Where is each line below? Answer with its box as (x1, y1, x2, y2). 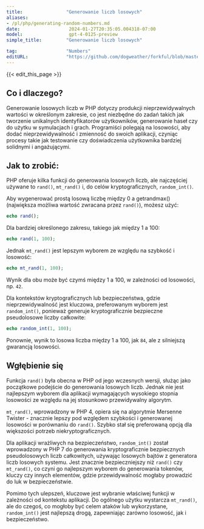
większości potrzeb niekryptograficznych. (6, 427, 111, 435)
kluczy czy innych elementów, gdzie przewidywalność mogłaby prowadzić (6, 471, 193, 479)
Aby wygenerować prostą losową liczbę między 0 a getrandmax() (6, 195, 171, 202)
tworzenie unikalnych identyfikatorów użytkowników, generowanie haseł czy (6, 117, 198, 125)
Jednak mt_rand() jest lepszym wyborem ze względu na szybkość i (6, 247, 175, 254)
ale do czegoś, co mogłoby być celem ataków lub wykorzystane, (6, 502, 168, 510)
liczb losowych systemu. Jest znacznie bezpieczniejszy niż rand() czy (6, 458, 183, 466)
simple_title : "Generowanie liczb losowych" (6, 37, 143, 43)
